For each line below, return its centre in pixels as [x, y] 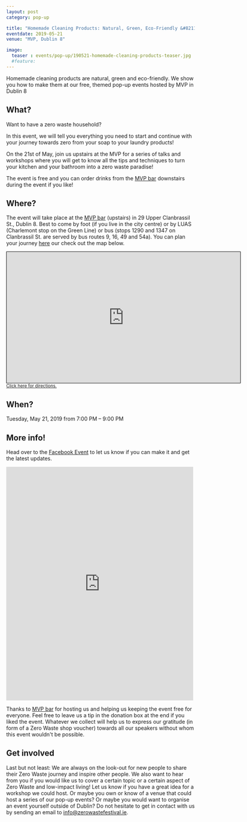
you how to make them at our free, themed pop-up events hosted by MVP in [100, 84]
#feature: [24, 61]
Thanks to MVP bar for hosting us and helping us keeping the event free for [99, 709]
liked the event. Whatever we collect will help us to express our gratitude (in [100, 722]
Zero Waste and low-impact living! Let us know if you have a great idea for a [100, 787]
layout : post [22, 12]
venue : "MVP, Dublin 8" [36, 40]
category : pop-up [28, 17]
